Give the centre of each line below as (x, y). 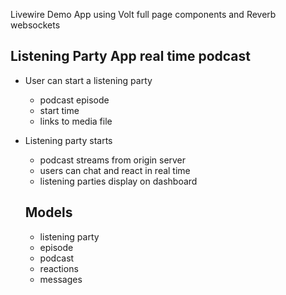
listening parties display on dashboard (118, 181)
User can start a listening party (88, 80)
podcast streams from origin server (113, 160)
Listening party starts (68, 140)
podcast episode (74, 100)
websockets (35, 25)
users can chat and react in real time (115, 170)
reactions (59, 268)
